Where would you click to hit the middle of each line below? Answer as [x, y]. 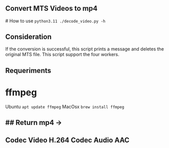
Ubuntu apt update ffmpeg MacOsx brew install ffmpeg [65, 107]
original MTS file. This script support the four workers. [62, 55]
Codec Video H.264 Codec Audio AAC [67, 140]
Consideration [29, 37]
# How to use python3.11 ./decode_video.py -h [55, 21]
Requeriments [28, 70]
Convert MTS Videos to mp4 [52, 8]
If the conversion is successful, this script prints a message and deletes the [85, 49]
